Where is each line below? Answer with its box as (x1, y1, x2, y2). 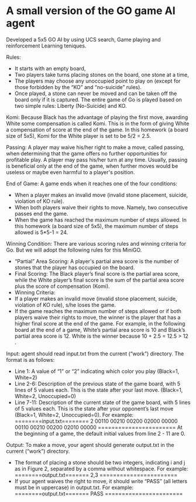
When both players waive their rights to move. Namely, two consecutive (14, 203, 188, 211)
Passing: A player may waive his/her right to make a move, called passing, (6, 144, 185, 151)
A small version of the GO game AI (6, 4, 176, 18)
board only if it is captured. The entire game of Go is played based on (14, 96, 183, 103)
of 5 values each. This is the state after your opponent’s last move (14, 405, 174, 412)
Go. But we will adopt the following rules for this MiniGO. (6, 246, 142, 253)
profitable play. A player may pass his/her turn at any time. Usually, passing (6, 156, 188, 163)
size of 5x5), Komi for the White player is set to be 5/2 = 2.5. (6, 132, 151, 139)
